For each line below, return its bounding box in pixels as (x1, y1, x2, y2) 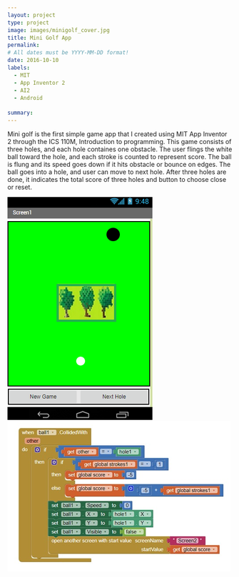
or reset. (7, 183, 32, 191)
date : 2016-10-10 (7, 57, 59, 64)
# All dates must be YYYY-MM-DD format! (7, 49, 130, 56)
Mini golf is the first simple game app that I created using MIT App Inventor (7, 130, 228, 138)
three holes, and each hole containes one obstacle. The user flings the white (7, 145, 233, 153)
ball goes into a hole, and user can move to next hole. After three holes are (7, 168, 227, 176)
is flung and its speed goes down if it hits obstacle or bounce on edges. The (7, 160, 231, 168)
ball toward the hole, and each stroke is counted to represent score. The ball (7, 153, 232, 160)
